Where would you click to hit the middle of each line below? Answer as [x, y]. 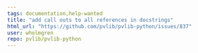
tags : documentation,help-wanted [55, 13]
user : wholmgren [30, 33]
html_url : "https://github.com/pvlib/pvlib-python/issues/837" [100, 26]
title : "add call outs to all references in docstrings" [90, 20]
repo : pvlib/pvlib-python [44, 39]
